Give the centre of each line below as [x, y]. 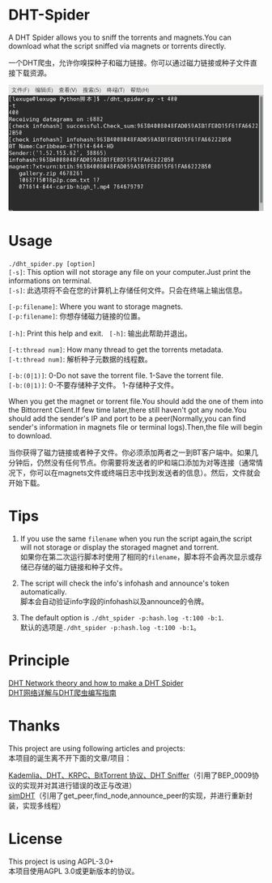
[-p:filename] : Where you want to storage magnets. [96, 306]
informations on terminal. [50, 281]
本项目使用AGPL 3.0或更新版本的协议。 [74, 871]
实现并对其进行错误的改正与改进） [79, 785]
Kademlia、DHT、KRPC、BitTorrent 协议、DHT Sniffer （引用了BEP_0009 [130, 775]
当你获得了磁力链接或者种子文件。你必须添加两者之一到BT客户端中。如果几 [134, 452]
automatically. [43, 592]
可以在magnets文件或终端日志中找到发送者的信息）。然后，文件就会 [148, 473]
